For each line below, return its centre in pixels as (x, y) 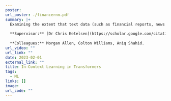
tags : (11, 72)
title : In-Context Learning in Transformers (53, 67)
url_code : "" (19, 91)
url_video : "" (20, 48)
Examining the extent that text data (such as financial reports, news (88, 24)
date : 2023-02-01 (24, 57)
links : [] (16, 81)
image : (12, 86)
